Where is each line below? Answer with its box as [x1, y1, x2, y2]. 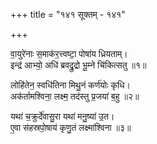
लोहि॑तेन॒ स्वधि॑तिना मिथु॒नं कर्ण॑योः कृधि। [10, 79, 131, 91]
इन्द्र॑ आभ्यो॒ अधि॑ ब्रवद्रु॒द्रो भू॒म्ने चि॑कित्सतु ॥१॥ [10, 59, 147, 71]
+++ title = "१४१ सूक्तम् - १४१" [10, 9, 126, 20]
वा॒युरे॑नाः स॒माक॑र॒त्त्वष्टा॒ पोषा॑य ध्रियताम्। [10, 48, 128, 59]
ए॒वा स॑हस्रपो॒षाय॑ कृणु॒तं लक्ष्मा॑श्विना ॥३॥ [10, 122, 132, 133]
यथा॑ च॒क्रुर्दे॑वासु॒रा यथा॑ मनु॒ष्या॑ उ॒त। [10, 110, 115, 122]
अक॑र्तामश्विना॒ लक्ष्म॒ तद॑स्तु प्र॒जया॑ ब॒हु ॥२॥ [10, 90, 140, 102]
